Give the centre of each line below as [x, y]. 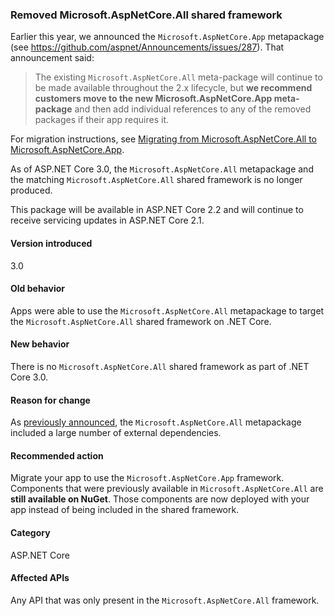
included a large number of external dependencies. [116, 433]
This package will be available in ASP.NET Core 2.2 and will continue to [157, 210]
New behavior [40, 344]
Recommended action [57, 455]
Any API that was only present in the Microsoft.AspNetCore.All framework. [165, 600]
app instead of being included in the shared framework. [125, 510]
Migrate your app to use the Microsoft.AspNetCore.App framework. [147, 478]
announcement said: [52, 58]
